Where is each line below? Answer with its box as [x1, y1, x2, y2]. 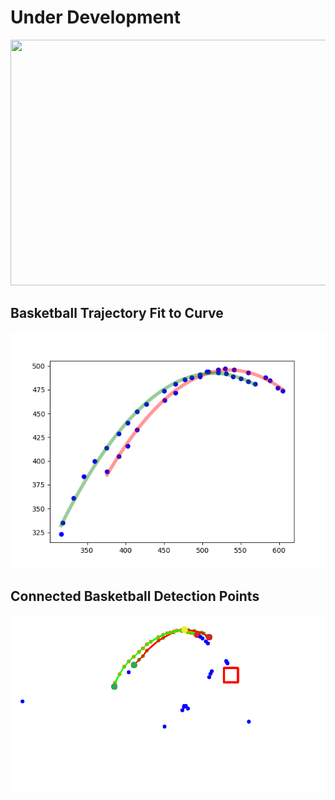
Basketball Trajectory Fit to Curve [10, 305, 224, 322]
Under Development [10, 6, 181, 29]
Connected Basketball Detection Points [10, 588, 260, 605]
